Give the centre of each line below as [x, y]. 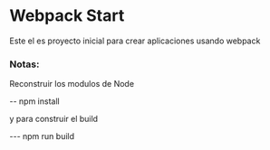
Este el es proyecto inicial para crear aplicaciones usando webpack [135, 41]
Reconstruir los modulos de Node [72, 84]
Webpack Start [67, 16]
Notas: [24, 64]
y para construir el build [53, 119]
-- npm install [35, 101]
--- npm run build [42, 136]
